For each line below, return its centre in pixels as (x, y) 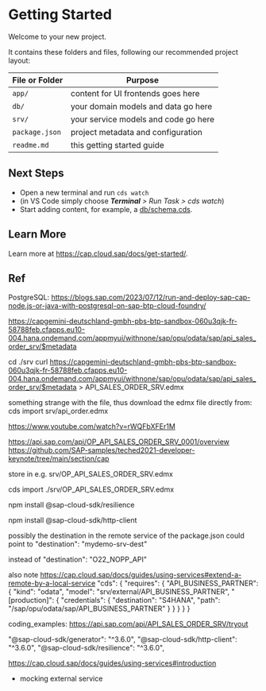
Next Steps (36, 174)
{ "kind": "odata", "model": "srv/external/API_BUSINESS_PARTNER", (119, 592)
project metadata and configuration (136, 132)
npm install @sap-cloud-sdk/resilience (71, 505)
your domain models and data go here (141, 106)
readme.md (31, 145)
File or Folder (38, 79)
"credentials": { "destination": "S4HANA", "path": (141, 600)
